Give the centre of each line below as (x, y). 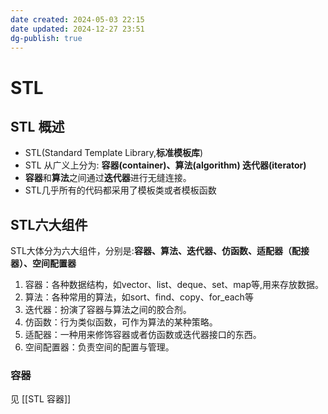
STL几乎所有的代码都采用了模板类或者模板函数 (120, 190)
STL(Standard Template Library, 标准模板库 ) (114, 153)
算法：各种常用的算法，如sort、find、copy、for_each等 (139, 297)
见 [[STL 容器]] (41, 399)
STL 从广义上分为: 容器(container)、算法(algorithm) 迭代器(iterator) (165, 165)
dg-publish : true (46, 38)
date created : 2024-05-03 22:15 (77, 19)
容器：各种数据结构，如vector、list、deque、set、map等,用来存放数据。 (174, 285)
